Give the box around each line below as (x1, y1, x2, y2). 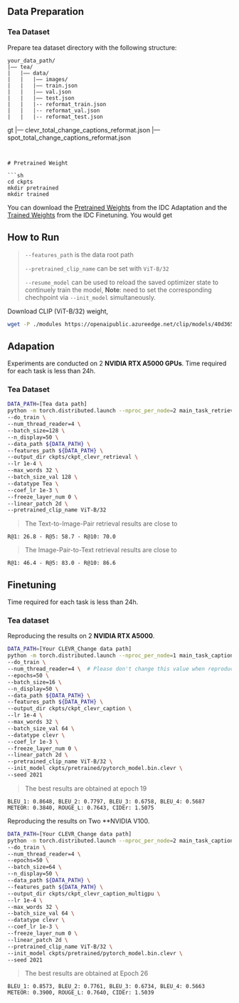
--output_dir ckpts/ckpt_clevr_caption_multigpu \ (7, 890, 161, 897)
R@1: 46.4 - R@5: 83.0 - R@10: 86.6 (7, 559, 116, 567)
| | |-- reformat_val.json (7, 107, 100, 114)
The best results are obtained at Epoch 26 (24, 969, 149, 978)
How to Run (7, 232, 60, 244)
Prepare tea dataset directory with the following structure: (7, 43, 177, 52)
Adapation (7, 340, 55, 352)
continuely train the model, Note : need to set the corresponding (24, 285, 212, 294)
